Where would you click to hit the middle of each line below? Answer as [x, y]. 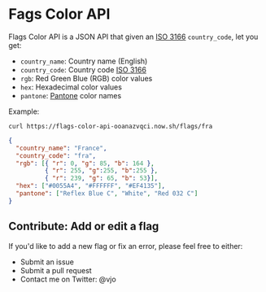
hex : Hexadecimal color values [71, 87]
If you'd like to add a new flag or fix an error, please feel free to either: [126, 246]
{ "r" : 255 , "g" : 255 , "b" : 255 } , [101, 171]
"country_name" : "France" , [61, 148]
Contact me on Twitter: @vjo [68, 279]
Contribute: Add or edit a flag [84, 227]
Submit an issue [47, 262]
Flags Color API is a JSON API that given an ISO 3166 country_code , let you [133, 37]
